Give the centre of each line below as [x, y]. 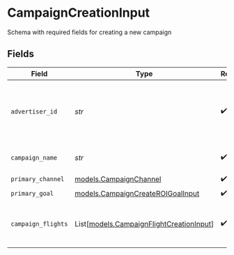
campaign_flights [39, 224]
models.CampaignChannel [118, 179]
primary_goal [32, 194]
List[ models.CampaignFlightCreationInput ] [144, 224]
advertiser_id [34, 111]
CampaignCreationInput [79, 13]
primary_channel [38, 179]
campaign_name [34, 157]
